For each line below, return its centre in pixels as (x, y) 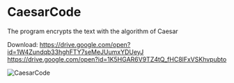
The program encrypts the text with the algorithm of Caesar (93, 31)
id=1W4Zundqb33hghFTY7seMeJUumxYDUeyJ (76, 52)
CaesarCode (44, 12)
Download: (23, 44)
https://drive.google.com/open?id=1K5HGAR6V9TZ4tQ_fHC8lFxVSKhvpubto (117, 59)
